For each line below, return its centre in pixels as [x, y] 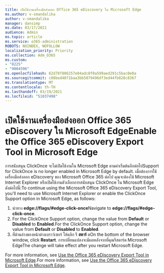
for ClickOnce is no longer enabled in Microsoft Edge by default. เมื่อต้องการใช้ [81, 172]
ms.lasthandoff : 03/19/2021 [34, 92]
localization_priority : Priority [39, 50]
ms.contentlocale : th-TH [30, 87]
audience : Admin [21, 32]
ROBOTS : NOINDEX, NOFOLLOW [32, 46]
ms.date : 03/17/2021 [26, 28]
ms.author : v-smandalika [30, 14]
